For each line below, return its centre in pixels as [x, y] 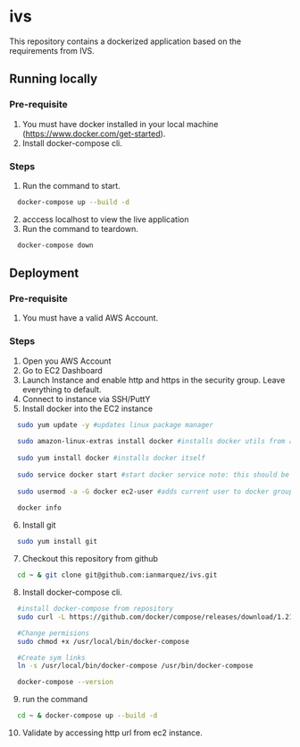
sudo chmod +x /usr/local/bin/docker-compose [104, 641]
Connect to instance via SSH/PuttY [86, 399]
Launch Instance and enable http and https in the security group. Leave [154, 380]
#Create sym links [52, 657]
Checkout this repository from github [90, 559]
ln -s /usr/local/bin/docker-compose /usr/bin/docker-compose [135, 666]
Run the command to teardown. [80, 228]
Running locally [54, 79]
